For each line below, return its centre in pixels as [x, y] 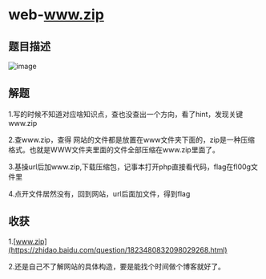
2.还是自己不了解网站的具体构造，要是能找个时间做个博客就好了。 [117, 266]
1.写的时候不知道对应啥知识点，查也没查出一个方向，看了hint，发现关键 [126, 114]
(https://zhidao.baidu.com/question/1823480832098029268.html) [118, 249]
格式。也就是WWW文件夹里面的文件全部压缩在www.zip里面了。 [114, 149]
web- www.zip [56, 15]
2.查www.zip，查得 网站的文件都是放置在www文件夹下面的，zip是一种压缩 [131, 139]
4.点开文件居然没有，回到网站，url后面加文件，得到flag [99, 193]
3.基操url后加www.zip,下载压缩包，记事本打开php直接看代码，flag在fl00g [129, 167]
